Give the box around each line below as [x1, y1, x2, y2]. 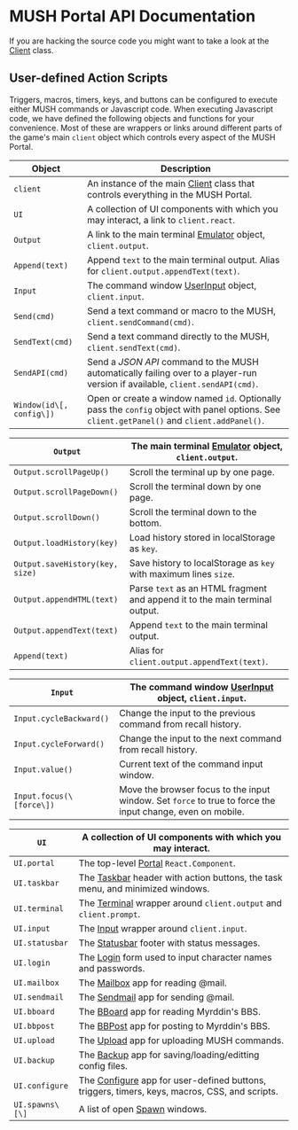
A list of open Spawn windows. [78, 1103, 208, 1115]
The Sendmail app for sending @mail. [78, 991, 235, 1003]
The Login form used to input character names [78, 951, 272, 963]
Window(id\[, [13, 400, 69, 409]
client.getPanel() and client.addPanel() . [87, 414, 264, 426]
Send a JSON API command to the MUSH [87, 355, 259, 368]
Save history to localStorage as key [129, 557, 275, 569]
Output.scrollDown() [13, 512, 100, 522]
